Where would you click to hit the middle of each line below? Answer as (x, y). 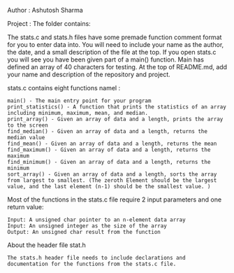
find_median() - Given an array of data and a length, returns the (108, 132)
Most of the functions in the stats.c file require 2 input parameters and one (115, 199)
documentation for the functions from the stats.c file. (92, 264)
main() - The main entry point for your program (79, 101)
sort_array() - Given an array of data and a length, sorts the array (112, 174)
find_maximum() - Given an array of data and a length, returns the (109, 150)
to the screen (28, 125)
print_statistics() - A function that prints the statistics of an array (117, 107)
